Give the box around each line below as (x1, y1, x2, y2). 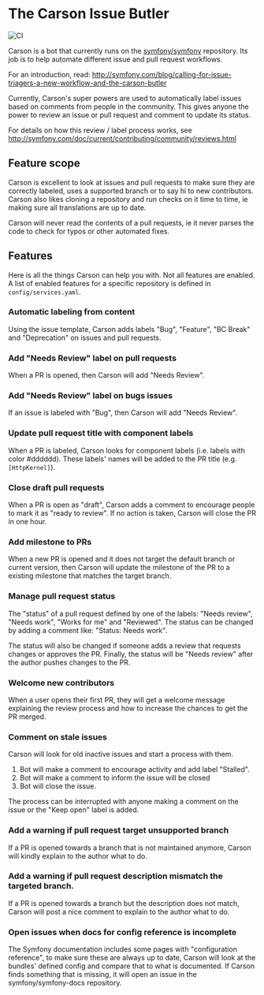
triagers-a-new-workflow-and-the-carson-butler (8, 78, 167, 88)
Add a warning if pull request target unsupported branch (8, 825, 229, 836)
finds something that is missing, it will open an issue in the (8, 970, 197, 979)
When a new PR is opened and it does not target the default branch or (8, 554, 236, 564)
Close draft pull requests (8, 482, 105, 493)
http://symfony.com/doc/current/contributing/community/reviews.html (8, 133, 236, 143)
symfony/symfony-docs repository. (8, 978, 122, 988)
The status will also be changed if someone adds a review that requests (8, 640, 242, 650)
